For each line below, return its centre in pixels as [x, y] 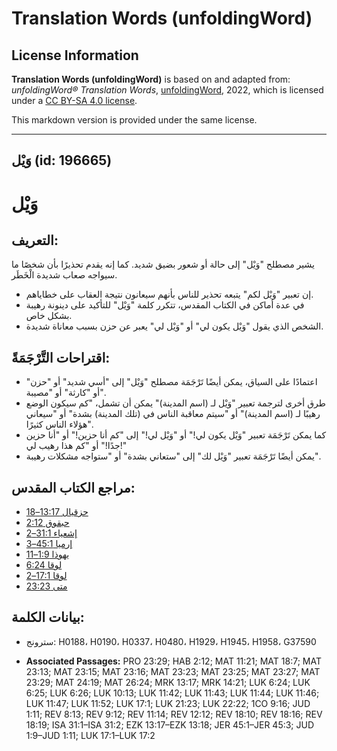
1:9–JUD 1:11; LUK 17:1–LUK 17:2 [90, 735]
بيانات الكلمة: [48, 617]
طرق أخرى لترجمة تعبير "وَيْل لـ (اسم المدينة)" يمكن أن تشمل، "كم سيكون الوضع [175, 403]
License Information [75, 55]
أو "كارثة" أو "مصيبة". [65, 393]
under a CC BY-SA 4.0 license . [74, 100]
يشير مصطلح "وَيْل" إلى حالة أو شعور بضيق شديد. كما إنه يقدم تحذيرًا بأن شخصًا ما [163, 264]
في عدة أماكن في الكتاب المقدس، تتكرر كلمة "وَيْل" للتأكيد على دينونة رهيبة [165, 305]
